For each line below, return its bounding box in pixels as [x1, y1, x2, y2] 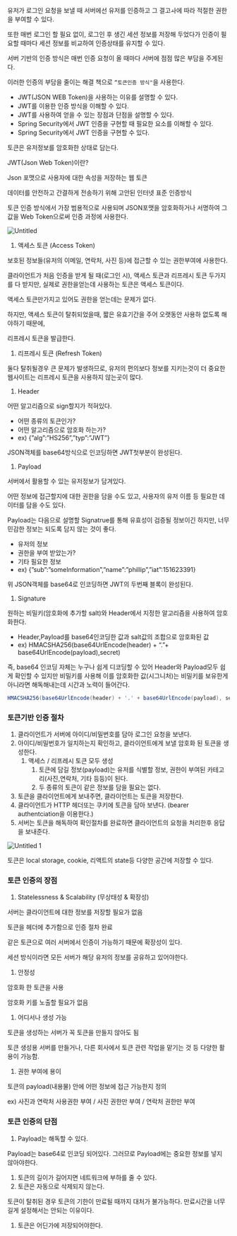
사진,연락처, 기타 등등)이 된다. [47, 774, 128, 783]
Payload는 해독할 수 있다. [17, 1134, 88, 1143]
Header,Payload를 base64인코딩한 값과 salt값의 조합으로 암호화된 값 [17, 633, 209, 641]
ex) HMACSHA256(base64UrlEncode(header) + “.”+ [17, 641, 169, 649]
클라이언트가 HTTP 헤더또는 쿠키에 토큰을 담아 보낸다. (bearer [17, 801, 189, 809]
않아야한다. [7, 1158, 38, 1167]
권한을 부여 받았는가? [17, 549, 76, 557]
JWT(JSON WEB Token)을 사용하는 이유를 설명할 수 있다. [17, 93, 178, 101]
